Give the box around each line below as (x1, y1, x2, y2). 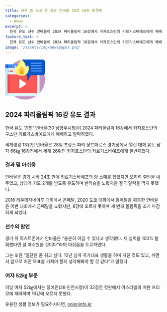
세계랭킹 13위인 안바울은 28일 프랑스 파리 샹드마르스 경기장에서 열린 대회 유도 (5, 141, 156, 147)
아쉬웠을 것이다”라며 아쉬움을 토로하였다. (27, 242, 107, 248)
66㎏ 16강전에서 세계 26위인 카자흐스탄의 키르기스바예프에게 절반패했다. (10, 148, 151, 154)
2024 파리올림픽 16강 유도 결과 (5, 110, 96, 119)
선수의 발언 (5, 223, 30, 230)
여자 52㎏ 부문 (5, 272, 38, 279)
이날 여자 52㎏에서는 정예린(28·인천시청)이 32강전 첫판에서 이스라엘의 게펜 (5, 285, 151, 291)
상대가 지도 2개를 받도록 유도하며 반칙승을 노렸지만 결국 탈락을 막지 (19, 180, 150, 186)
